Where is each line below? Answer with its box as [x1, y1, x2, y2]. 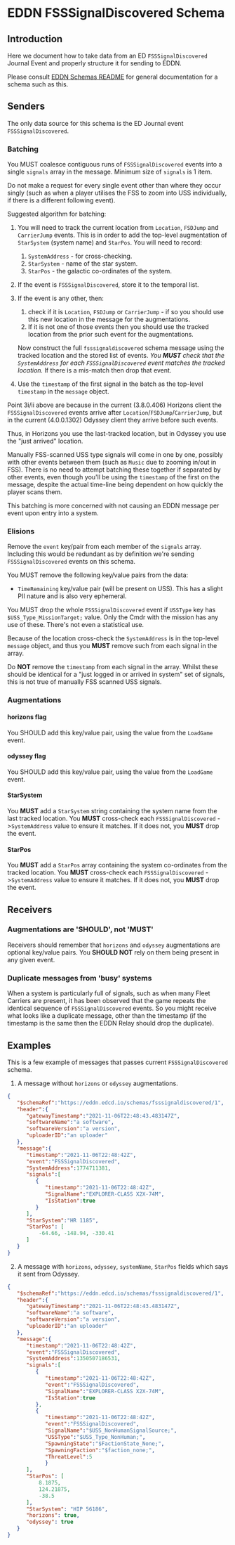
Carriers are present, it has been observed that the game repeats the [7, 997, 206, 1005]
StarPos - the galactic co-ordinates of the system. [27, 267, 172, 276]
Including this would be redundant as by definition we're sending [7, 550, 195, 558]
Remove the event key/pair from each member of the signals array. [7, 543, 202, 551]
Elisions [7, 526, 35, 536]
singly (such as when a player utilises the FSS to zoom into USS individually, [7, 188, 227, 198]
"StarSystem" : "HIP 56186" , [25, 1506, 109, 1513]
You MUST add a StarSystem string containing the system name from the [7, 806, 217, 815]
